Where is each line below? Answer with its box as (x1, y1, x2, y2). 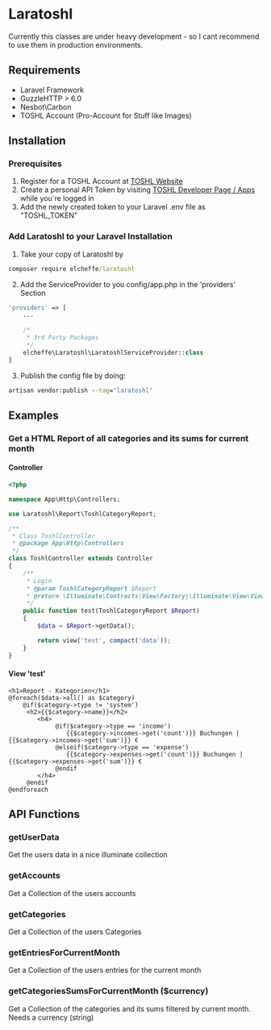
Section (19, 288, 46, 298)
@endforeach (8, 786, 48, 794)
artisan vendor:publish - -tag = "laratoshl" (8, 386, 153, 394)
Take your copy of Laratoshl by (19, 249, 123, 259)
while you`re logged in (19, 194, 94, 203)
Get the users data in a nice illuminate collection (8, 850, 168, 860)
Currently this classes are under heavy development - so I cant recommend (8, 31, 260, 41)
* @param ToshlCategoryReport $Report (26, 584, 157, 593)
